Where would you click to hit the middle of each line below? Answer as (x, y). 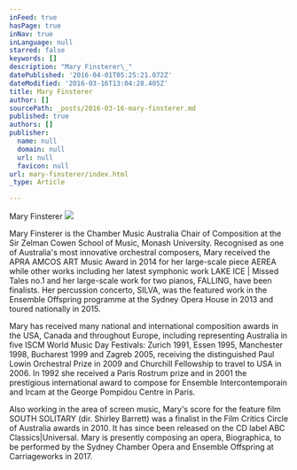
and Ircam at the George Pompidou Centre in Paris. (102, 392)
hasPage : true (35, 26)
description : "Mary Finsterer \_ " (71, 67)
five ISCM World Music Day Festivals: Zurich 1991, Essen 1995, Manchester (146, 345)
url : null (35, 157)
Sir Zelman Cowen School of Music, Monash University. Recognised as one (147, 243)
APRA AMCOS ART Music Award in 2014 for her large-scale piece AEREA (143, 262)
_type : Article (37, 183)
